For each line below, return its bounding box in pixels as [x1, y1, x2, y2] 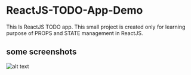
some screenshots [6, 47, 77, 57]
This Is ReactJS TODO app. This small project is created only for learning [6, 23, 186, 30]
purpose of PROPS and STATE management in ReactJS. [6, 29, 143, 36]
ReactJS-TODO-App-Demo [6, 4, 143, 17]
